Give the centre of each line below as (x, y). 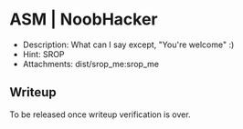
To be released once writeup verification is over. (100, 114)
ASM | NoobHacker (84, 20)
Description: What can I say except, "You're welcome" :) (128, 45)
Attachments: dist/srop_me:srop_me (91, 64)
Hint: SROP (44, 54)
